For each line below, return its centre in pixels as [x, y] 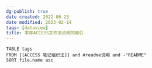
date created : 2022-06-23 [37, 17]
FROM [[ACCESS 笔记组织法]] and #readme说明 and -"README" [76, 55]
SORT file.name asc [30, 60]
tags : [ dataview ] [27, 28]
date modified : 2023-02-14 [39, 22]
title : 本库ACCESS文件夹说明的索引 [45, 33]
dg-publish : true [27, 11]
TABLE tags [19, 49]
